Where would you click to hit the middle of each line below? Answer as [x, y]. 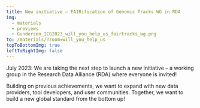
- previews [25, 28]
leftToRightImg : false [34, 51]
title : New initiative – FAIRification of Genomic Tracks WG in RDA [93, 12]
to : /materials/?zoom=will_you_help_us [56, 40]
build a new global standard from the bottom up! [66, 98]
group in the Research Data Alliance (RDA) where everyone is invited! [92, 74]
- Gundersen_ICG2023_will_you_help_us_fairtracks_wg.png [84, 34]
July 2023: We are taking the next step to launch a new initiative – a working [100, 68]
